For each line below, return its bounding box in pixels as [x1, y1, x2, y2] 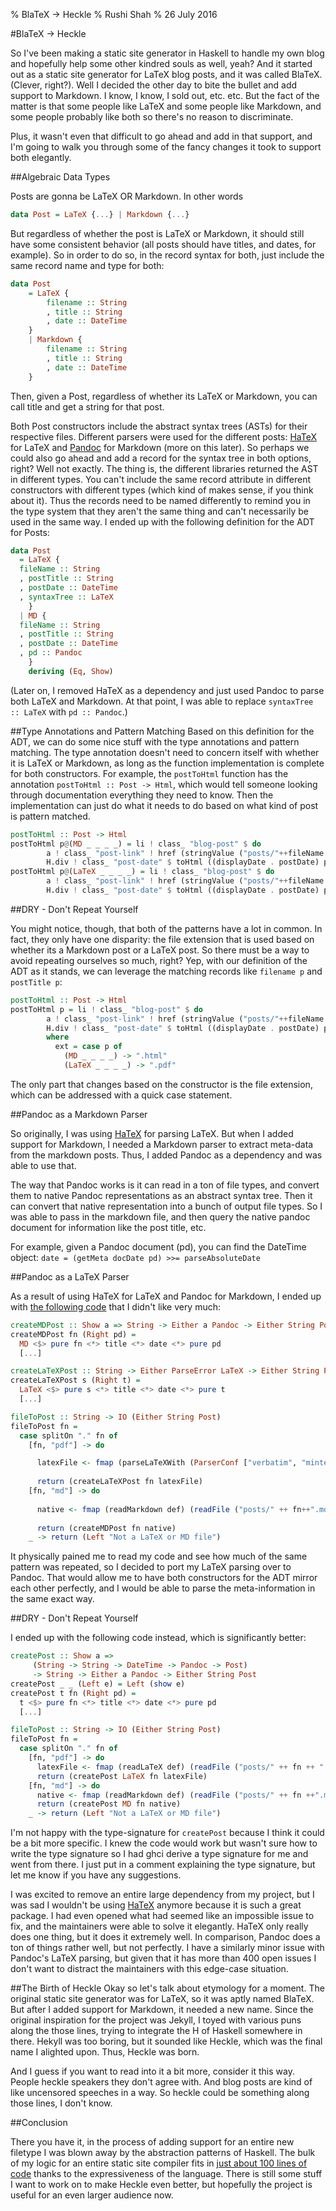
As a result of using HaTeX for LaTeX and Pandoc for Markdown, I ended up [10, 1290, 322, 1302]
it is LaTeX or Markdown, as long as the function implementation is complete [10, 757, 325, 769]
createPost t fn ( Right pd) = [10, 1688, 137, 1698]
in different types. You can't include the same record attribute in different [10, 473, 312, 485]
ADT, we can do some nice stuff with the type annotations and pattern [10, 735, 300, 748]
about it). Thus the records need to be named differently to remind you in [10, 494, 311, 506]
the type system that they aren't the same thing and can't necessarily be [10, 505, 309, 517]
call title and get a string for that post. [10, 400, 165, 413]
